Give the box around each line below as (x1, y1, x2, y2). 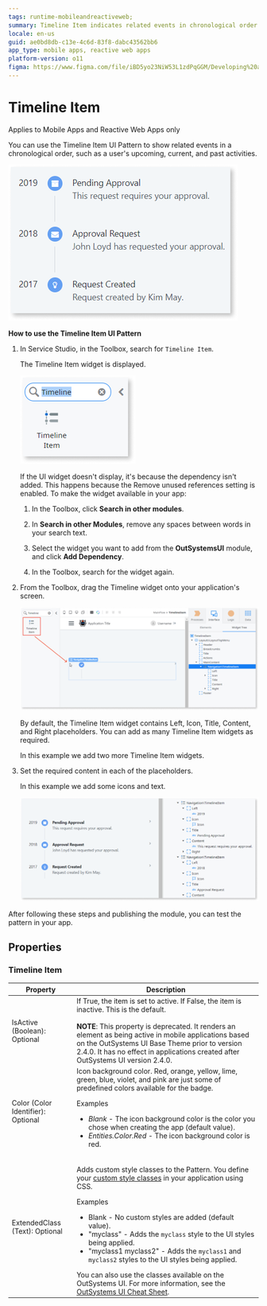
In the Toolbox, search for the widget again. (31, 567, 175, 577)
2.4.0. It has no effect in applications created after (76, 1047, 240, 1057)
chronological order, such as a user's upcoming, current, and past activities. (8, 148, 257, 158)
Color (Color (11, 1098, 52, 1107)
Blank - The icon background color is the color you (88, 1114, 256, 1124)
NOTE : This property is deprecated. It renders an (76, 1022, 236, 1032)
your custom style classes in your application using (76, 1173, 244, 1183)
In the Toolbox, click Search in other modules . (31, 503, 184, 513)
